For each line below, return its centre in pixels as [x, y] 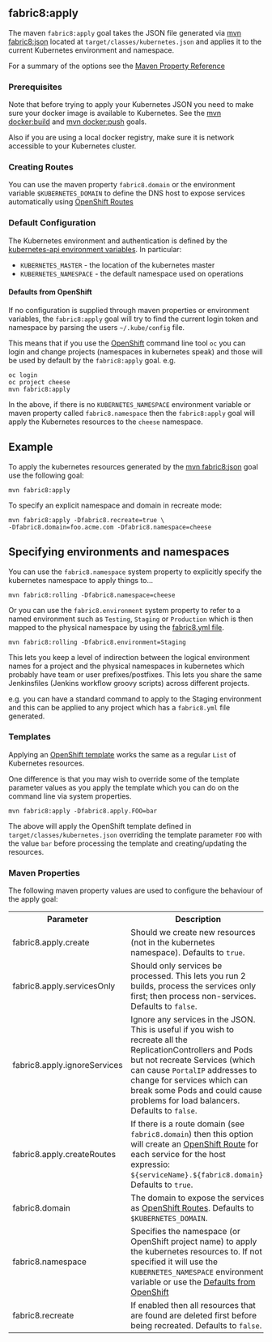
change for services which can [189, 1080]
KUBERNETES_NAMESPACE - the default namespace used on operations [132, 273]
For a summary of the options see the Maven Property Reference [117, 66]
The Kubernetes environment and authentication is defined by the [118, 240]
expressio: [150, 1164]
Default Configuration [52, 223]
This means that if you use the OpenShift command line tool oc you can [127, 343]
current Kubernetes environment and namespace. [91, 50]
